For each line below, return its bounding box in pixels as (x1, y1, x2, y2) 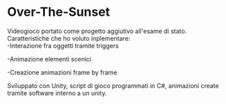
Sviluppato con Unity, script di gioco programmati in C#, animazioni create (7, 81, 219, 90)
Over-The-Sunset (7, 4, 111, 20)
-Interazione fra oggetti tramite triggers (7, 41, 119, 50)
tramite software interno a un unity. (7, 89, 107, 97)
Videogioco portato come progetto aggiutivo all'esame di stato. (7, 27, 187, 35)
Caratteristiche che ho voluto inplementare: (7, 34, 131, 42)
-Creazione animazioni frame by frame (7, 68, 117, 76)
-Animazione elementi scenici (7, 54, 92, 63)
